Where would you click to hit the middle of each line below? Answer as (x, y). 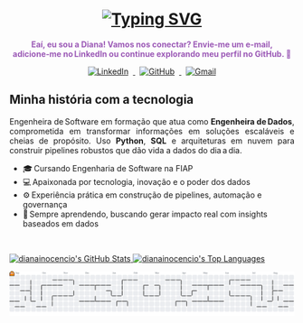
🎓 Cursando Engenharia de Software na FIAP (108, 168)
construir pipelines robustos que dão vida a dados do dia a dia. (126, 150)
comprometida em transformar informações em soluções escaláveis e (152, 131)
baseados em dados (61, 223)
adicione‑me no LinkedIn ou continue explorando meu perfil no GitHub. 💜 (152, 53)
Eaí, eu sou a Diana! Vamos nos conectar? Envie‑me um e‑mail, (152, 44)
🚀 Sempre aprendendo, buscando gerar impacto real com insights (145, 214)
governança (45, 204)
